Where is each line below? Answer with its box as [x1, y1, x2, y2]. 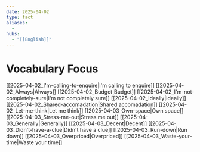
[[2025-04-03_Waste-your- [124, 132, 192, 139]
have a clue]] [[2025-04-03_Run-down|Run [79, 126, 188, 133]
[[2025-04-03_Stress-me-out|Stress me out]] [6, 113, 119, 120]
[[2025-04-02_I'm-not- [137, 88, 195, 95]
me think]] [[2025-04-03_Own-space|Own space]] [58, 107, 184, 114]
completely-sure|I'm [6, 94, 56, 101]
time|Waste [6, 138, 34, 146]
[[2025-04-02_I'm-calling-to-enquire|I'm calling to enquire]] [6, 82, 155, 89]
